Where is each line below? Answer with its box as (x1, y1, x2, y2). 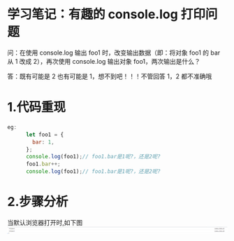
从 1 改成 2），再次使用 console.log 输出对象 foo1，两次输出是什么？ (7, 57, 201, 65)
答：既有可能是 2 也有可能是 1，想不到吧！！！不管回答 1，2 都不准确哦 (7, 71, 212, 81)
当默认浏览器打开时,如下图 (7, 218, 83, 226)
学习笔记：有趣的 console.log (7, 6, 178, 22)
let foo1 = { (25, 131, 64, 138)
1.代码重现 (7, 99, 66, 116)
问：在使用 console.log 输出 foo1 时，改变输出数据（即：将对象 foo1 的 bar (7, 48, 221, 57)
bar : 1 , (32, 138, 54, 146)
